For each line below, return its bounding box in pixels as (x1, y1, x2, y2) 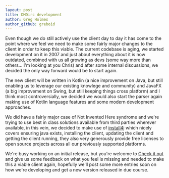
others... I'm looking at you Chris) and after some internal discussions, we (5, 62, 158, 68)
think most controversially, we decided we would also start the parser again (5, 94, 162, 100)
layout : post (5, 7, 33, 13)
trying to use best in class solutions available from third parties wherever (5, 119, 156, 125)
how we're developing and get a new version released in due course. (5, 167, 149, 173)
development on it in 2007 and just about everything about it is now (5, 52, 145, 58)
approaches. (5, 104, 32, 110)
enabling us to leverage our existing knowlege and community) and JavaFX (5, 83, 162, 89)
